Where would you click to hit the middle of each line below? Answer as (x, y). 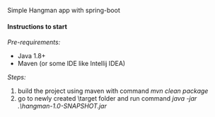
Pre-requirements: (34, 43)
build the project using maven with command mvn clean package (113, 91)
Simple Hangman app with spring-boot (64, 10)
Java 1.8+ (31, 56)
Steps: (17, 77)
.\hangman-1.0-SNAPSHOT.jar (62, 106)
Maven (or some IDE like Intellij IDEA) (71, 64)
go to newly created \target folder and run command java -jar (107, 99)
